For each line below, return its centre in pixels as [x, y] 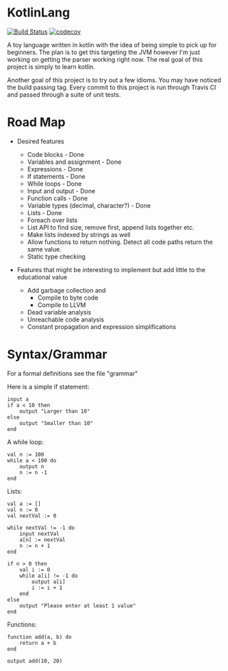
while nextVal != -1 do [41, 528]
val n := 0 [23, 510]
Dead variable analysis [59, 312]
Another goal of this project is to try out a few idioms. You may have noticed [114, 80]
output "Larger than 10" [55, 411]
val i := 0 [35, 570]
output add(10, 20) [35, 661]
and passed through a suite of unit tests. [64, 95]
